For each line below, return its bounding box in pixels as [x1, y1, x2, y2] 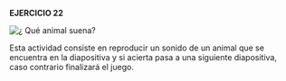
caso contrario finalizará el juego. [9, 62, 134, 72]
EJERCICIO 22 [9, 8, 63, 18]
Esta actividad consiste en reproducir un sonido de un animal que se [9, 42, 265, 53]
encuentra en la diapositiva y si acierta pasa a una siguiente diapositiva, [9, 52, 278, 62]
